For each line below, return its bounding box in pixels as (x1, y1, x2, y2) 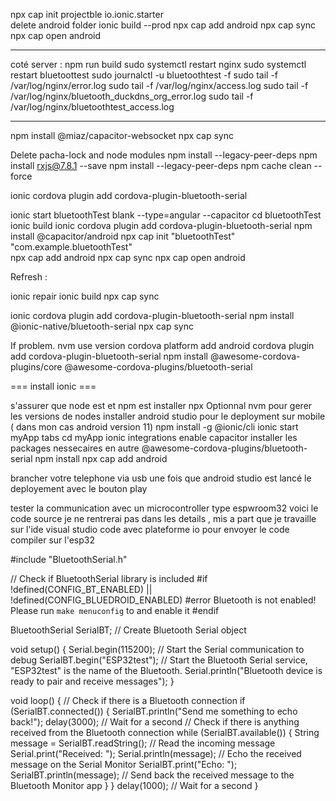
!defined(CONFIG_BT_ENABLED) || (10, 584, 153, 595)
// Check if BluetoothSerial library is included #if (10, 573, 208, 584)
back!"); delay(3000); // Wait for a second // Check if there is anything (10, 716, 300, 728)
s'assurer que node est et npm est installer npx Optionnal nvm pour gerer (10, 400, 313, 411)
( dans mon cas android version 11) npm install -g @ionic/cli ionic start (10, 421, 299, 433)
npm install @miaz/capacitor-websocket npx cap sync (10, 130, 234, 141)
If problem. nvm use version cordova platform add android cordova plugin (10, 340, 315, 351)
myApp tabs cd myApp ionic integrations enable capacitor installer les (10, 432, 298, 443)
